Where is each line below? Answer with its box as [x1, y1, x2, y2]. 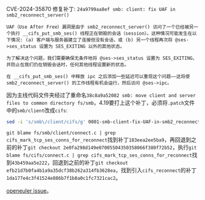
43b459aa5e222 [12, 160, 48, 166]
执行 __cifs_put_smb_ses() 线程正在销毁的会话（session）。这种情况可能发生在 [10, 30, 193, 37]
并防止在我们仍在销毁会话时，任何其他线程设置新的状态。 [6, 62, 129, 68]
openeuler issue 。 [6, 187, 52, 194]
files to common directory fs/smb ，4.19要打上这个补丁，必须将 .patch [6, 99, 184, 106]
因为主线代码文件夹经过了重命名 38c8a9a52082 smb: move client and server [6, 91, 196, 99]
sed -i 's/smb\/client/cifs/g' [6, 119, 86, 125]
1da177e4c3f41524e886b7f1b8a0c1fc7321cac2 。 [6, 174, 121, 181]
